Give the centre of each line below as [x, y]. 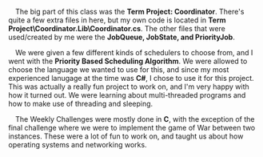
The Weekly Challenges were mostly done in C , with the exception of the [135, 119]
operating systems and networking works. [78, 145]
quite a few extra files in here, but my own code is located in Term [117, 20]
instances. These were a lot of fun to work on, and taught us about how [126, 136]
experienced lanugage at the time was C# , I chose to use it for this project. [131, 78]
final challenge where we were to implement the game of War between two [132, 128]
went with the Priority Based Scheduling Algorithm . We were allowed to [128, 61]
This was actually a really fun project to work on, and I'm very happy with [129, 87]
